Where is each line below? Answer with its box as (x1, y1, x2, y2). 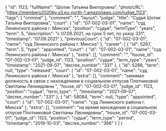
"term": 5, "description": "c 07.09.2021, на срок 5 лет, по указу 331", (5, 31, 146, 36)
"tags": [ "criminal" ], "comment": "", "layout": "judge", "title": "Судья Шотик (5, 15, 161, 20)
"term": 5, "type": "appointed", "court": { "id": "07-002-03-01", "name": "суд (5, 47, 162, 52)
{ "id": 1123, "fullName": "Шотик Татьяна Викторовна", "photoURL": (5, 4, 144, 10)
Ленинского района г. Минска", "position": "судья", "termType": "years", (5, 25, 156, 31)
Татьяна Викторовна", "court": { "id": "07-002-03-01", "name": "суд (5, 20, 146, 26)
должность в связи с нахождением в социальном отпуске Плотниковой (5, 78, 159, 84)
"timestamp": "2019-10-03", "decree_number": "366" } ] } (5, 120, 123, 126)
